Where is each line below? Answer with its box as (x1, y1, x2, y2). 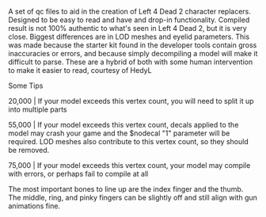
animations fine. (8, 201, 61, 211)
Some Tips (8, 81, 44, 90)
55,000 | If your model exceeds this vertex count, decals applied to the (8, 120, 239, 129)
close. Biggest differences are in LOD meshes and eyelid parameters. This (8, 32, 250, 41)
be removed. (8, 146, 50, 154)
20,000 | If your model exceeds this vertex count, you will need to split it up (8, 97, 255, 105)
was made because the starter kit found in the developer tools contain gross (8, 40, 257, 50)
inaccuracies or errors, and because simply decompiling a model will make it (8, 49, 258, 58)
